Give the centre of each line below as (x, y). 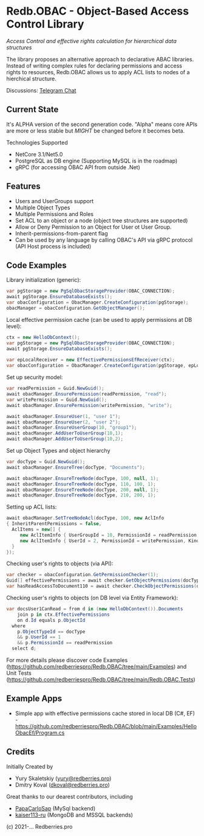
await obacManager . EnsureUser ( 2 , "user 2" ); (63, 422)
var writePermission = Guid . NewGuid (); (57, 400)
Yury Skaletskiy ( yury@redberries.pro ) (63, 778)
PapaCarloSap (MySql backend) (55, 808)
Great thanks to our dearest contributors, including (70, 796)
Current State (32, 110)
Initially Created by (30, 766)
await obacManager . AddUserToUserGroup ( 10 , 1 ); (65, 433)
